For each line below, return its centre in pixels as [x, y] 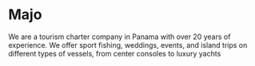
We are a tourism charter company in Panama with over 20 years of [120, 37]
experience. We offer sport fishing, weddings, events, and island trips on [128, 45]
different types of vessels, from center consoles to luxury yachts [115, 53]
